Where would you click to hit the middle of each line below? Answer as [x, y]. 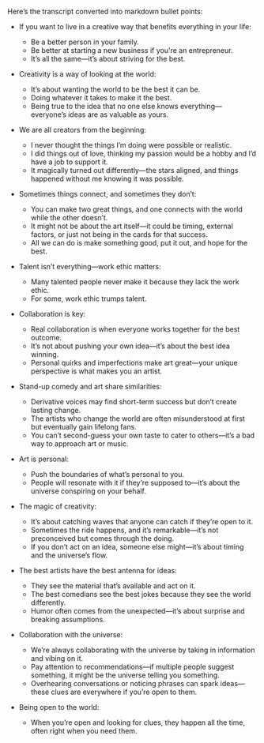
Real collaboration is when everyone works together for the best [135, 329]
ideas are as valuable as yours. [118, 114]
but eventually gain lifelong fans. [84, 427]
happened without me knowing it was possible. [107, 178]
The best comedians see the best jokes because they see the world [141, 594]
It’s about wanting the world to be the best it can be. [115, 89]
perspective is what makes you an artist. [96, 371]
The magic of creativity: [57, 506]
